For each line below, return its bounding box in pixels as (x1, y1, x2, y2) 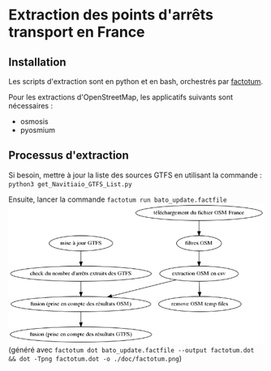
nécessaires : (8, 101, 54, 110)
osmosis (19, 117, 49, 126)
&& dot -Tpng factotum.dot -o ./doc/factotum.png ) (8, 354, 183, 364)
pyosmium (19, 126, 55, 134)
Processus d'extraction (8, 148, 130, 163)
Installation (8, 55, 67, 69)
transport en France (8, 23, 145, 41)
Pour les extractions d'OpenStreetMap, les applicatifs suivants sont (8, 92, 234, 102)
